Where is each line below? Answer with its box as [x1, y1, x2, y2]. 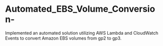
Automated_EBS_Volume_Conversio [5, 3, 155, 15]
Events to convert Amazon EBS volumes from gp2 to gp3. [5, 35, 122, 41]
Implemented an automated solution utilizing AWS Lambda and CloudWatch [5, 30, 159, 36]
